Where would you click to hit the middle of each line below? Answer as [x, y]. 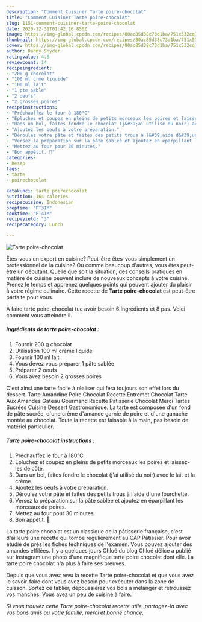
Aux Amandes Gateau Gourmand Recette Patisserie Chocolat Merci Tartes [98, 401]
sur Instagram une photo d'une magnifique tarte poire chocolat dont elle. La [100, 557]
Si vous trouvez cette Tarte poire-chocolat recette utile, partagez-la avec [97, 606]
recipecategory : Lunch [35, 225]
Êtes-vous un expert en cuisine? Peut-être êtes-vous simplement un [91, 259]
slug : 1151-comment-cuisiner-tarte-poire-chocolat [71, 23]
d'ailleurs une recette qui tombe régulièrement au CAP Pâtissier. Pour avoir [99, 538]
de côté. [34, 468]
